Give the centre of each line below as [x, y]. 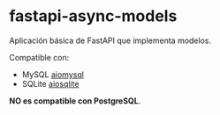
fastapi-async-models [93, 16]
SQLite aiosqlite [50, 83]
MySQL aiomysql [53, 74]
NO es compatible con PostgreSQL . [75, 101]
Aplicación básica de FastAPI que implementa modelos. [110, 40]
